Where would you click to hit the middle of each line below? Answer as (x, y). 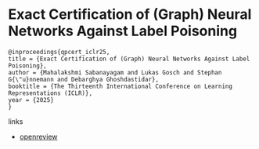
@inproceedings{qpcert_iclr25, (59, 52)
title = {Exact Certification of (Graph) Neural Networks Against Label (129, 59)
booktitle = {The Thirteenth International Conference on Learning (121, 86)
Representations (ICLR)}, (50, 93)
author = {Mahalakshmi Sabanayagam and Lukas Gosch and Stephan (115, 72)
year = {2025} (31, 100)
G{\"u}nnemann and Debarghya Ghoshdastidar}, (83, 79)
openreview (38, 136)
